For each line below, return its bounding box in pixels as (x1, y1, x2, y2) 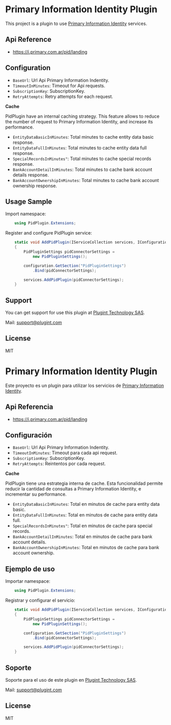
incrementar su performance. (5, 491, 67, 498)
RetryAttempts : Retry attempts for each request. (12, 93, 113, 99)
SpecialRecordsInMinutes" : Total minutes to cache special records (12, 156, 152, 162)
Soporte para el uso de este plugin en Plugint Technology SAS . (5, 677, 137, 683)
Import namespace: (5, 211, 46, 217)
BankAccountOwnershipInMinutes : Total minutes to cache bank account (12, 177, 159, 183)
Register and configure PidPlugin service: (5, 230, 93, 236)
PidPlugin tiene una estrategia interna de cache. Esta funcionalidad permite (5, 480, 163, 486)
